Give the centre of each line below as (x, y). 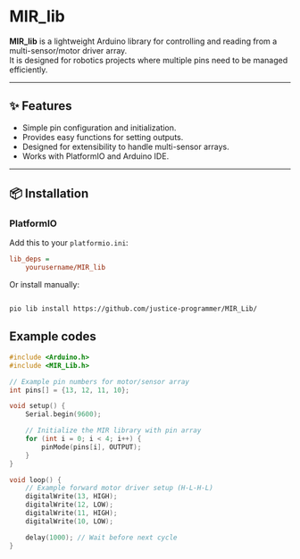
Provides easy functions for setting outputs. (103, 137)
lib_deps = (29, 259)
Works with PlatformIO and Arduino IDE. (96, 156)
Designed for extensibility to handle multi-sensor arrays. (125, 146)
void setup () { (37, 406)
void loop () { (36, 480)
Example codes (53, 337)
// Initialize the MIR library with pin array (113, 430)
